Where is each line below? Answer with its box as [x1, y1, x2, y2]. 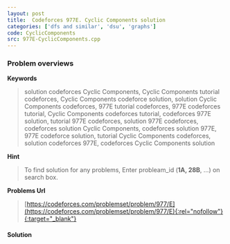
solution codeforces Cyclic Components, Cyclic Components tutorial [24, 88, 220, 96]
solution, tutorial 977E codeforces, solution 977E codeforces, [24, 117, 199, 125]
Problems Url [7, 187, 46, 195]
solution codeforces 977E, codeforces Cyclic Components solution [24, 139, 215, 147]
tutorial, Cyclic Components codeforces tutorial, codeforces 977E [24, 110, 211, 118]
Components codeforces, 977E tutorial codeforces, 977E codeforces [24, 102, 221, 111]
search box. [24, 173, 58, 182]
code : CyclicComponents [7, 29, 76, 37]
